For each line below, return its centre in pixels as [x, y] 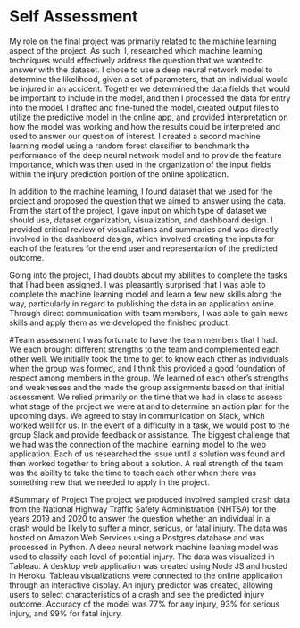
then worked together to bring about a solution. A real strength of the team [146, 463]
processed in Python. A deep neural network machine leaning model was [144, 547]
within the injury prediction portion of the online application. [119, 174]
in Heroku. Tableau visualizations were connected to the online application [146, 575]
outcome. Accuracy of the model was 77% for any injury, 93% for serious [145, 604]
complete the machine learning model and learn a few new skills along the [146, 294]
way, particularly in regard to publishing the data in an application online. [143, 303]
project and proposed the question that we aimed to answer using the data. [148, 201]
